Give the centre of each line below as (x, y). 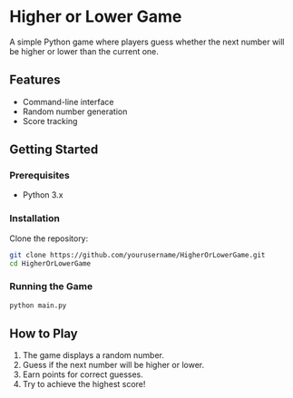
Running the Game (51, 286)
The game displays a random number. (93, 355)
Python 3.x (43, 195)
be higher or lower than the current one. (84, 51)
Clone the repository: (49, 238)
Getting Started (54, 150)
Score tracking (50, 121)
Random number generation (75, 112)
